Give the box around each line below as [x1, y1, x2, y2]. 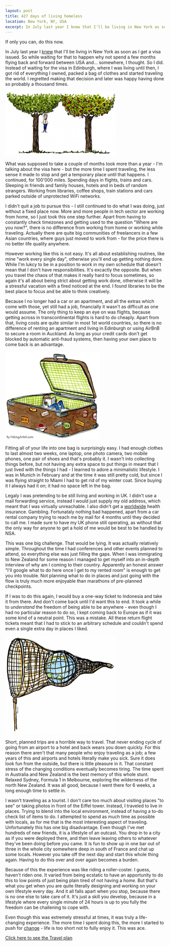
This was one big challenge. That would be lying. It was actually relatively [5, 540, 158, 546]
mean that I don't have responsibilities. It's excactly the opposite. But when [5, 267, 162, 273]
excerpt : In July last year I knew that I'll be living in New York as [5, 24, 159, 29]
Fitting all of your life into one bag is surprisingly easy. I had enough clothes [5, 445, 163, 451]
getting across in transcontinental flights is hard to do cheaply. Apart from [5, 314, 159, 321]
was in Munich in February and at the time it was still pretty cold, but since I [5, 472, 163, 478]
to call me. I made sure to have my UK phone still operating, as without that [5, 520, 162, 526]
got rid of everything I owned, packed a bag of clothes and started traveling [5, 70, 163, 76]
